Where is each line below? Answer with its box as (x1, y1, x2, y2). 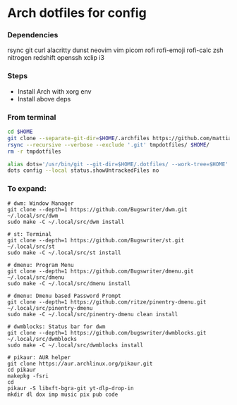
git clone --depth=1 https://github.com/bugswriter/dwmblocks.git (7, 329, 207, 336)
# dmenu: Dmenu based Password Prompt (7, 292, 121, 299)
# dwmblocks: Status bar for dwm (7, 323, 106, 330)
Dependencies (7, 30, 59, 40)
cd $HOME (7, 128, 33, 135)
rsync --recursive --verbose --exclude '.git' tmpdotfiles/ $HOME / (7, 141, 210, 149)
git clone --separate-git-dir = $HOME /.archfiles (7, 135, 150, 142)
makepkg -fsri (7, 372, 49, 380)
